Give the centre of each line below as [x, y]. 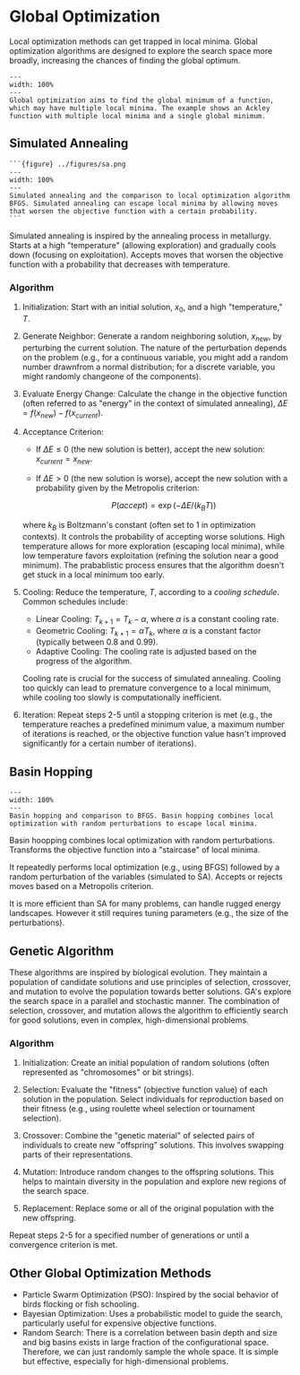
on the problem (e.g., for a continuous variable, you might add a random [155, 357]
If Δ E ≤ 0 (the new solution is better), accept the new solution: [150, 449]
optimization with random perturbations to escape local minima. [133, 824]
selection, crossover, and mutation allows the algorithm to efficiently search [149, 1011]
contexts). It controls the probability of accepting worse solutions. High [153, 536]
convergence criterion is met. [64, 1245]
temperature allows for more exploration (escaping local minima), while [153, 546]
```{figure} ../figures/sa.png [68, 164]
